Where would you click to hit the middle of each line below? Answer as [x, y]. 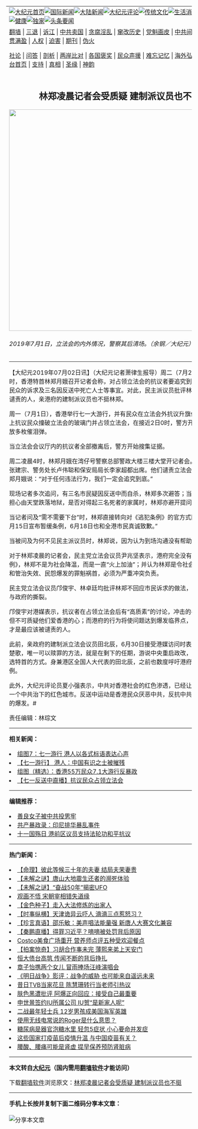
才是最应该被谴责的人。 [42, 629]
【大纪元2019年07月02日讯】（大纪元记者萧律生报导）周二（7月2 [100, 373]
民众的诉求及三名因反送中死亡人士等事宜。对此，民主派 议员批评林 [101, 390]
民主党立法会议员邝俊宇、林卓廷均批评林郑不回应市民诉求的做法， [101, 588]
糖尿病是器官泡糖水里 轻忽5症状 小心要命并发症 [83, 1029]
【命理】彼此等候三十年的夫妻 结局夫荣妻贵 [77, 870]
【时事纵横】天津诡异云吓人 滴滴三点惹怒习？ [80, 914]
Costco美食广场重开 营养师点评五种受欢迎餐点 [81, 941]
